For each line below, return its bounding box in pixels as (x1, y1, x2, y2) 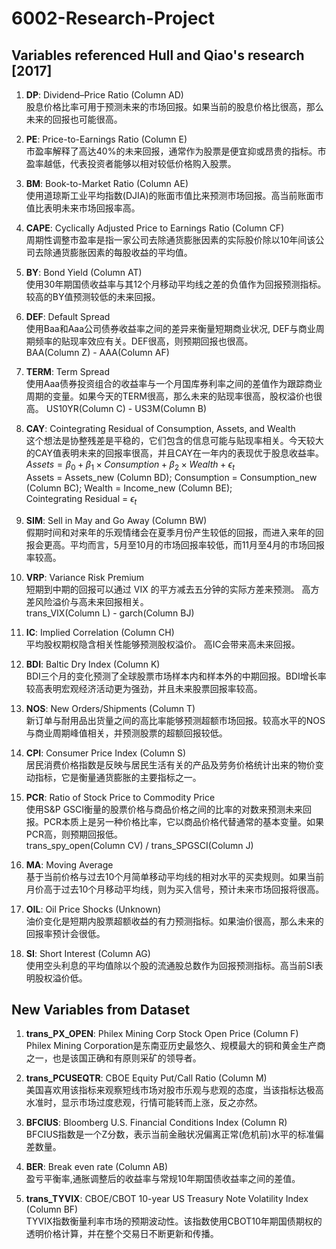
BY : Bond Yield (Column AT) (25, 267, 143, 278)
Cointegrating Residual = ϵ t (25, 492, 138, 507)
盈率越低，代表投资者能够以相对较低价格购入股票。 (25, 158, 237, 169)
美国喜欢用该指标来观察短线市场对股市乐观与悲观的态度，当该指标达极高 (25, 1084, 324, 1096)
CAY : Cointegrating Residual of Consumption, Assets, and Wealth (25, 423, 296, 434)
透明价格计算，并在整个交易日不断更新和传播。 (25, 1228, 219, 1240)
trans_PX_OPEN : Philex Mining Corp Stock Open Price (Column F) (25, 1028, 299, 1040)
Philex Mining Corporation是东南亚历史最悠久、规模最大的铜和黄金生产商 (25, 1040, 326, 1052)
